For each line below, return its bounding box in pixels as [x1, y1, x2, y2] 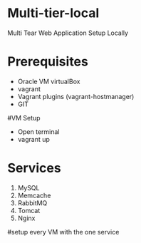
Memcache [17, 191, 51, 200]
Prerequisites [7, 53, 89, 70]
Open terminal [17, 127, 60, 136]
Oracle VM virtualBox [17, 77, 80, 86]
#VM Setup [7, 113, 41, 122]
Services [7, 160, 62, 176]
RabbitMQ [17, 198, 48, 207]
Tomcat [17, 206, 41, 214]
